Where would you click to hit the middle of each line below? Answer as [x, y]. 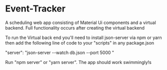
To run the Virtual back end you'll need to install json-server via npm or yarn [84, 37]
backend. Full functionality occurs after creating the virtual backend [75, 27]
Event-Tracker [35, 9]
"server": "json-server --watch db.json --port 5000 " [60, 52]
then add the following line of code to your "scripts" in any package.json [80, 42]
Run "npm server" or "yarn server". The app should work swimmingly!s [78, 62]
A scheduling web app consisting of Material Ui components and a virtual [81, 22]
